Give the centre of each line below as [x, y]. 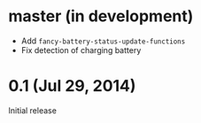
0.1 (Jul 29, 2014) [72, 86]
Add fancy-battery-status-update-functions [103, 41]
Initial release [32, 110]
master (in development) [101, 16]
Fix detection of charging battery [81, 50]
